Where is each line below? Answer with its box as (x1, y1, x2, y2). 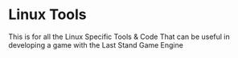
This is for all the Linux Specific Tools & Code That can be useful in (8, 32, 231, 41)
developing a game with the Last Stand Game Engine (8, 40, 183, 49)
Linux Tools (8, 6, 87, 24)
